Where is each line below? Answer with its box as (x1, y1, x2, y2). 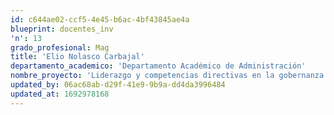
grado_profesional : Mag (10, 42, 110, 53)
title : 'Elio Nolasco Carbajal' (10, 52, 145, 62)
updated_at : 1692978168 (10, 89, 110, 99)
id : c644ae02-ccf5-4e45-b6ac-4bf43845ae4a (10, 14, 190, 25)
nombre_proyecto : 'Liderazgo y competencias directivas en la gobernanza (10, 71, 325, 81)
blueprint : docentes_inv (10, 24, 114, 34)
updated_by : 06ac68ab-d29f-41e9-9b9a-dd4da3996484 (10, 80, 226, 90)
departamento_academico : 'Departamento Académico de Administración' (10, 61, 307, 71)
